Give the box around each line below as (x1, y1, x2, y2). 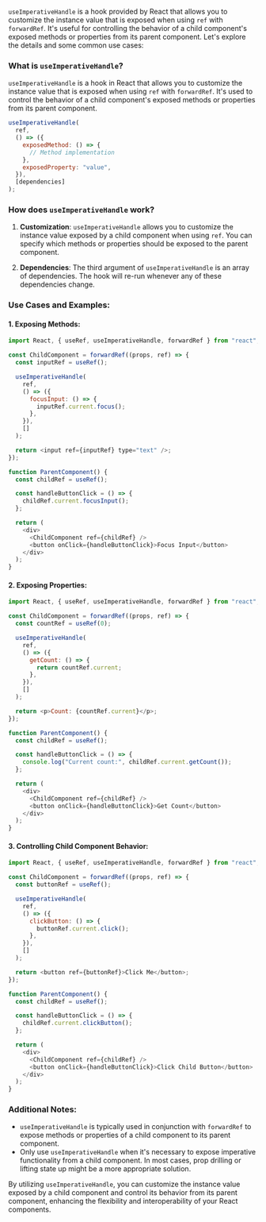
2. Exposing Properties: (8, 580, 87, 590)
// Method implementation (28, 148, 115, 156)
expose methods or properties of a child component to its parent (19, 1131, 231, 1140)
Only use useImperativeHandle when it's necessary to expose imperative (19, 1147, 256, 1157)
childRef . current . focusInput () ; (22, 497, 129, 505)
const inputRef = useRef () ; (15, 359, 108, 367)
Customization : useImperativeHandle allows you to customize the (19, 222, 234, 232)
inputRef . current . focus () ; (36, 403, 126, 411)
